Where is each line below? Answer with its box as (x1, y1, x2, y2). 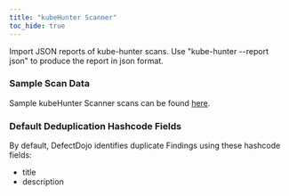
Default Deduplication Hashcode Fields (9, 119, 182, 132)
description (21, 176, 64, 187)
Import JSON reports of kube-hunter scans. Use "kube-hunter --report (9, 45, 269, 56)
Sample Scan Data (9, 78, 91, 90)
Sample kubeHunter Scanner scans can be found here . (9, 97, 211, 108)
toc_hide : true (9, 21, 66, 30)
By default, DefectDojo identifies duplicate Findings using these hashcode (9, 140, 281, 151)
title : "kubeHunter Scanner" (9, 12, 117, 22)
